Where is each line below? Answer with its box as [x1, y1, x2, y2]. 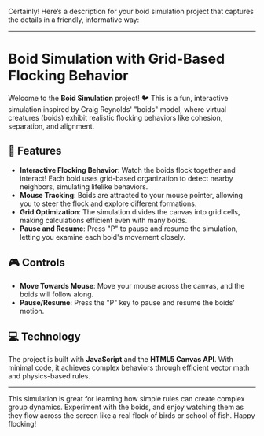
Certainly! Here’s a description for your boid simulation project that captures [8, 7, 254, 16]
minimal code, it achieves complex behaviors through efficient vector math [8, 363, 250, 373]
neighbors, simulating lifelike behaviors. [19, 181, 148, 192]
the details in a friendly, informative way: [8, 15, 140, 24]
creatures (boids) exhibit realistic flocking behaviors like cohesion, [8, 113, 223, 122]
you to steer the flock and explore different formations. [19, 199, 197, 208]
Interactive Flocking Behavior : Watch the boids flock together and [19, 165, 236, 174]
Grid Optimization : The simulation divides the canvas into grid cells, [19, 207, 241, 216]
